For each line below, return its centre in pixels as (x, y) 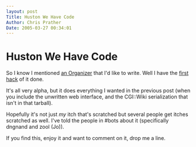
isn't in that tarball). (30, 103)
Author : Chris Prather (34, 22)
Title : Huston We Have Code (40, 17)
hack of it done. (25, 79)
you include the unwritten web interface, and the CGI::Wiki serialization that (97, 97)
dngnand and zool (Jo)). (35, 127)
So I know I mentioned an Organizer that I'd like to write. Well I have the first (97, 73)
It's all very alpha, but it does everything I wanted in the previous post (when (98, 91)
